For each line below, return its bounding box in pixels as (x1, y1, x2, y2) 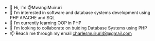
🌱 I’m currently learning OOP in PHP (9, 20, 82, 26)
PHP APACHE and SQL (9, 15, 55, 20)
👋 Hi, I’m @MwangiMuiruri (9, 5, 62, 10)
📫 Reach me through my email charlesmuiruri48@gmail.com (9, 30, 132, 36)
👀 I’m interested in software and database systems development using (9, 10, 151, 15)
